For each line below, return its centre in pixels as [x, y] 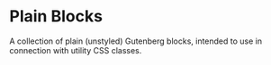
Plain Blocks [56, 16]
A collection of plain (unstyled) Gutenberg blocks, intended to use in [136, 41]
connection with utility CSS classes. [76, 50]
